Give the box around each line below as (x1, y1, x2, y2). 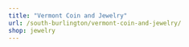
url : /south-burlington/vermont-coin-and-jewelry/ (8, 19, 182, 27)
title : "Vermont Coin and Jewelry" (8, 11, 128, 20)
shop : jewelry (8, 26, 56, 34)
